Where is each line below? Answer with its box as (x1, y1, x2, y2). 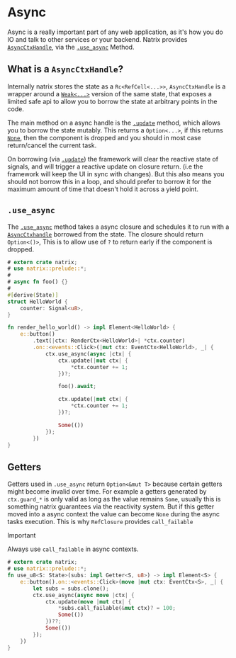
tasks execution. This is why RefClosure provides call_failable (7, 518, 193, 526)
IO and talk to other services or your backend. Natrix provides (7, 35, 188, 43)
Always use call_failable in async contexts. (7, 545, 139, 553)
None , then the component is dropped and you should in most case (7, 133, 201, 142)
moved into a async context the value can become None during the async (7, 510, 220, 518)
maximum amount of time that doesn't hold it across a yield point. (7, 185, 198, 193)
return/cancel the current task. (7, 141, 97, 149)
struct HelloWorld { (7, 298, 69, 305)
